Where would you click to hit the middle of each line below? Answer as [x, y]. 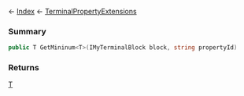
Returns [24, 68]
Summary [28, 31]
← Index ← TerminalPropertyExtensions [72, 11]
